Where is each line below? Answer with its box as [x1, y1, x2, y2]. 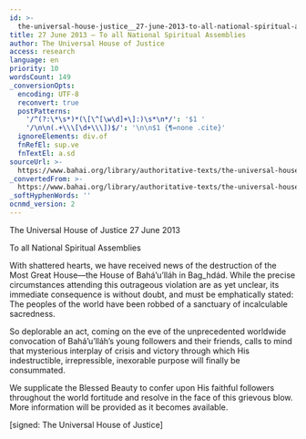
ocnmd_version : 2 [9, 199, 76, 209]
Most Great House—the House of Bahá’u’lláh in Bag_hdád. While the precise [9, 270, 296, 281]
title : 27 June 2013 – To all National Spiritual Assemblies [9, 30, 247, 39]
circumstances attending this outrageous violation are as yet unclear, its [9, 279, 280, 290]
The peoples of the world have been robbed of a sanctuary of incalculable [9, 298, 289, 310]
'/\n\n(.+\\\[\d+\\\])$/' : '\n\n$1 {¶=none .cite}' [25, 124, 226, 133]
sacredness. [9, 308, 56, 319]
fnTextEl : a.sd [17, 148, 76, 158]
